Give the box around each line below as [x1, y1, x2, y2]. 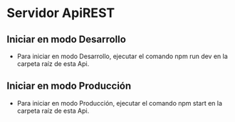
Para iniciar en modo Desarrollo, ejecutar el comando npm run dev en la [16, 52, 229, 60]
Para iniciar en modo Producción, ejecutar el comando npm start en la [16, 99, 222, 107]
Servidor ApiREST [6, 5, 115, 21]
